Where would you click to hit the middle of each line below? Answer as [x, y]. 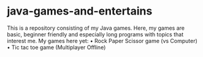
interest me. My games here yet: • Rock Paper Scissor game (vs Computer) [102, 41]
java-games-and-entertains [80, 11]
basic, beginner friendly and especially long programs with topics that [95, 34]
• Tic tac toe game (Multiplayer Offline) [56, 47]
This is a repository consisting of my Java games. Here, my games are [96, 28]
